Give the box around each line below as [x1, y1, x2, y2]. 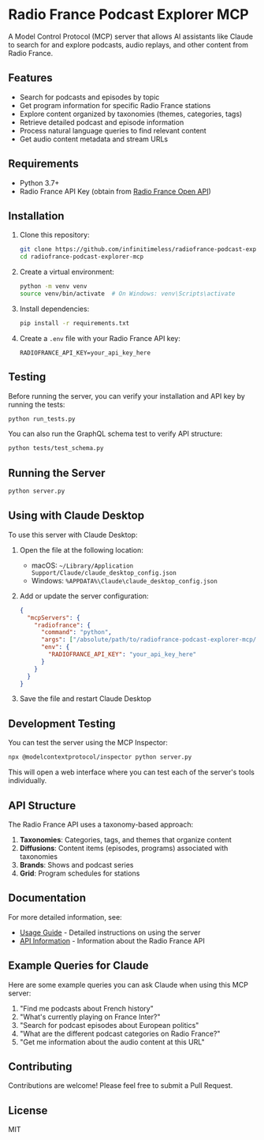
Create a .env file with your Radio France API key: [19, 333, 181, 343]
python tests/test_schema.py [8, 444, 104, 452]
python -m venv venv [19, 283, 87, 291]
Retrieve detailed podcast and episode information [19, 117, 184, 127]
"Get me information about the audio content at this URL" [19, 1037, 205, 1047]
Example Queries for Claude [8, 959, 149, 973]
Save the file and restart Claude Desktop [19, 694, 152, 703]
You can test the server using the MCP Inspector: [8, 738, 168, 748]
